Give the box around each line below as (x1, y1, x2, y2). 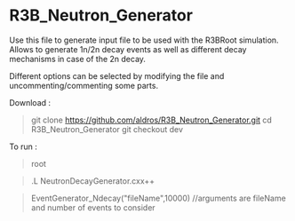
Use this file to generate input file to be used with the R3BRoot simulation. (9, 35, 279, 45)
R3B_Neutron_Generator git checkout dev (30, 123, 184, 134)
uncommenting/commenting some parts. (9, 80, 158, 91)
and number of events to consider (30, 201, 155, 213)
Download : (9, 97, 52, 107)
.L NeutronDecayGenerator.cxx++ (30, 175, 155, 186)
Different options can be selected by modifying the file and (9, 70, 225, 81)
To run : (9, 141, 38, 152)
